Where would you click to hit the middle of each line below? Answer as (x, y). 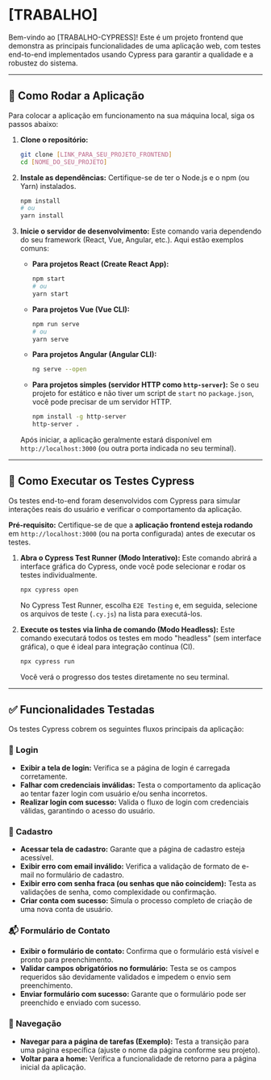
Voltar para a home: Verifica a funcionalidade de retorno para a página (138, 1058)
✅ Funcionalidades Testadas (81, 710)
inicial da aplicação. (53, 1067)
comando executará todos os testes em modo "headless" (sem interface (141, 638)
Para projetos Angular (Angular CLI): (94, 355)
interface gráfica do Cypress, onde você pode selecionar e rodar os (133, 566)
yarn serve (50, 339)
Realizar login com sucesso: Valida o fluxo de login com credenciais (134, 802)
